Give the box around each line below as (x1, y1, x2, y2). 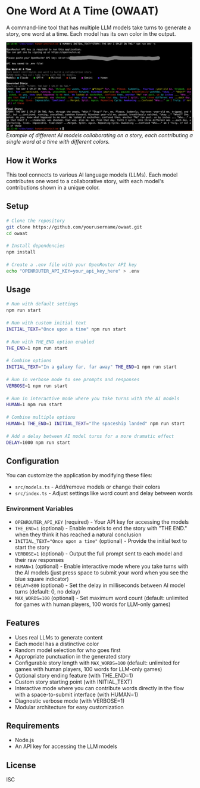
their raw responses (14, 556, 64, 563)
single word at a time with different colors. (6, 138, 110, 146)
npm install (6, 249, 36, 255)
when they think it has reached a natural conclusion (14, 531, 142, 538)
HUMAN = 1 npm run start (6, 401, 62, 408)
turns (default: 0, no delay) (14, 588, 80, 595)
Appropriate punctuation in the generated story (14, 653, 131, 660)
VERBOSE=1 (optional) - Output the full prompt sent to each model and (14, 550, 183, 557)
